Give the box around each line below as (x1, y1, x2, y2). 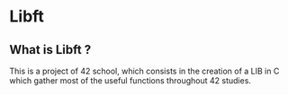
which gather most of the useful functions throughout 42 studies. (9, 75, 252, 86)
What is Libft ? (9, 42, 92, 57)
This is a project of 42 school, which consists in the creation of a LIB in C (9, 65, 280, 76)
